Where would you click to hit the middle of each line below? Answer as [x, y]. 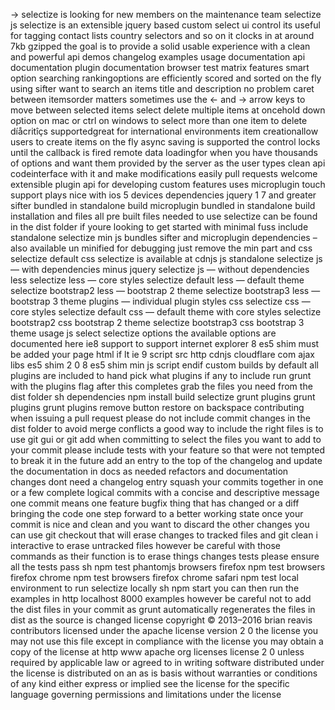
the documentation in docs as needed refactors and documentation [149, 471]
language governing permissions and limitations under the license [146, 694]
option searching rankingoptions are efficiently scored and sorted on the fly [166, 78]
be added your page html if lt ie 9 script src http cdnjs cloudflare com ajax [162, 354]
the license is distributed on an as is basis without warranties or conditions [164, 673]
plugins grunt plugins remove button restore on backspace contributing [157, 407]
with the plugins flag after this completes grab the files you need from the [161, 386]
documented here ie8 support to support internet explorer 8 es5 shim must [165, 343]
